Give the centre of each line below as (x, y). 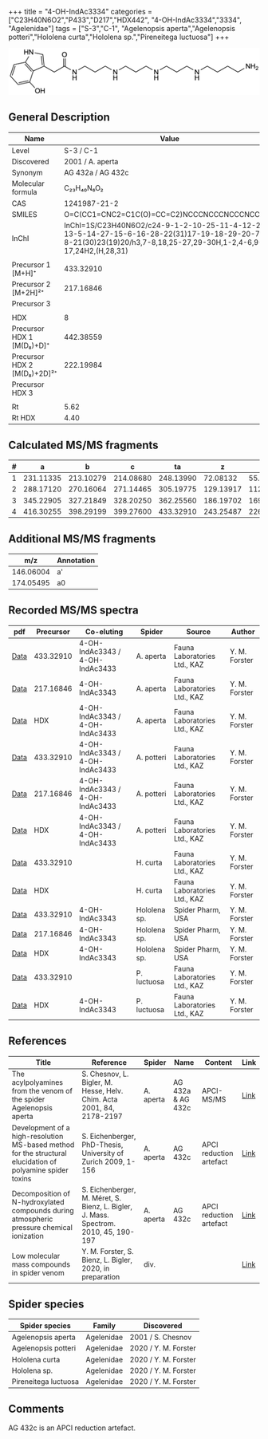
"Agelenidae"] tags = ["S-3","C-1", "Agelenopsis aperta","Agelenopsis (122, 28)
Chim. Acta (100, 1099)
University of (103, 1153)
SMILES (24, 214)
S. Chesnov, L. (105, 1074)
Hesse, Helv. (102, 1091)
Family (104, 1325)
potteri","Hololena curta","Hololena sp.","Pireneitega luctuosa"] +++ (119, 37)
